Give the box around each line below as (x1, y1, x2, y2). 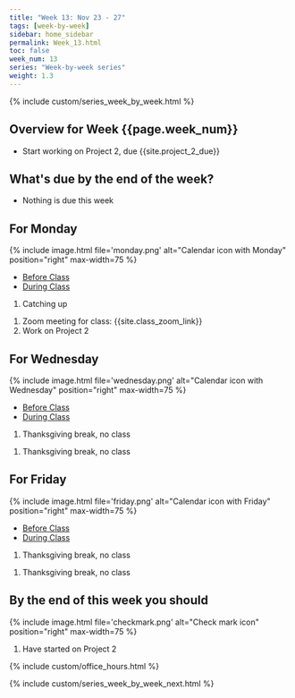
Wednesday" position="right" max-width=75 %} (9, 385, 187, 395)
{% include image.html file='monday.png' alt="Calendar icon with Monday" (9, 245, 286, 256)
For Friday (9, 472, 67, 488)
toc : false (9, 47, 50, 55)
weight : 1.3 (9, 72, 54, 81)
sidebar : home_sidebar (9, 30, 94, 38)
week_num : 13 (9, 55, 58, 64)
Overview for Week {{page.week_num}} (9, 122, 239, 137)
